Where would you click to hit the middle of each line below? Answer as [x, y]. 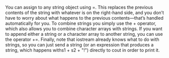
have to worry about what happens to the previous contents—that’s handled [84, 18]
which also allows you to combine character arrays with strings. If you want [84, 29]
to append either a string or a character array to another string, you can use [84, 34]
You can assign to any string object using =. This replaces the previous [79, 7]
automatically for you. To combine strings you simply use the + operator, [81, 23]
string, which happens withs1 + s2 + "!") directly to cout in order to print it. [82, 50]
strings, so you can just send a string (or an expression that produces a [79, 45]
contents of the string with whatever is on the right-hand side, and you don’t [85, 13]
